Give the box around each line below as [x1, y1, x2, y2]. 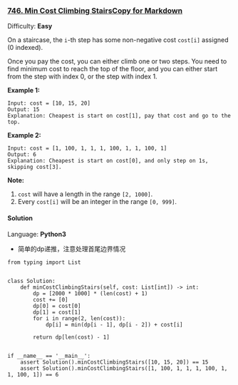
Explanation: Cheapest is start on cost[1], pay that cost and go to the [7, 113, 232, 120]
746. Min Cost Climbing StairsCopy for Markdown [7, 6, 183, 16]
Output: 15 [7, 106, 40, 113]
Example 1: [7, 86, 41, 95]
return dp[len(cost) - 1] [33, 334, 110, 341]
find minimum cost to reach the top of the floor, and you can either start [7, 65, 218, 73]
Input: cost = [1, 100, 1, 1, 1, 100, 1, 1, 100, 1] [7, 145, 167, 152]
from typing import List [7, 259, 81, 266]
